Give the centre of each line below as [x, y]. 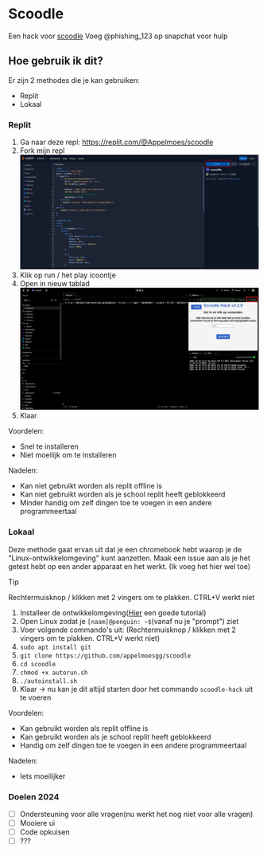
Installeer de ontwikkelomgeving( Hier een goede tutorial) [113, 612]
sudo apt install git [55, 647]
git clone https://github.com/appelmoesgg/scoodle [105, 656]
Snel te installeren [49, 446]
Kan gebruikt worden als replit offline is [84, 728]
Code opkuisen [44, 832]
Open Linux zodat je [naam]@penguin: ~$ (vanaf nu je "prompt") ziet [129, 621]
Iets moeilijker [43, 776]
